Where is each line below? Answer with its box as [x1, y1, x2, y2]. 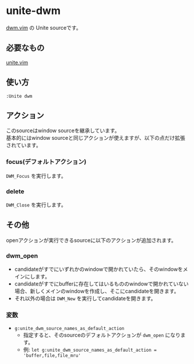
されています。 [6, 142, 42, 149]
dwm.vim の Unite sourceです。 [6, 24, 82, 31]
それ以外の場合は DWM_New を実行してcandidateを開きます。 [14, 295, 156, 302]
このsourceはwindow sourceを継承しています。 [6, 127, 120, 134]
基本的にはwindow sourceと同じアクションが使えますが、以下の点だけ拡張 [6, 135, 185, 142]
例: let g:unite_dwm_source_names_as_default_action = [23, 346, 157, 353]
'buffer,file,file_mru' [23, 353, 82, 359]
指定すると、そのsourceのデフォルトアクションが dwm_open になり [23, 332, 181, 339]
